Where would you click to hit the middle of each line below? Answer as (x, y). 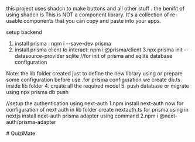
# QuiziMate (21, 133)
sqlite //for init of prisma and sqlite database (119, 56)
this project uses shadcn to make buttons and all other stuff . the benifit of (95, 8)
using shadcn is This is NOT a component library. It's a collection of (88, 15)
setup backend (24, 32)
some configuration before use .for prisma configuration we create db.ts (93, 79)
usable (14, 21)
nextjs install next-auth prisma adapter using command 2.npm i (82, 116)
